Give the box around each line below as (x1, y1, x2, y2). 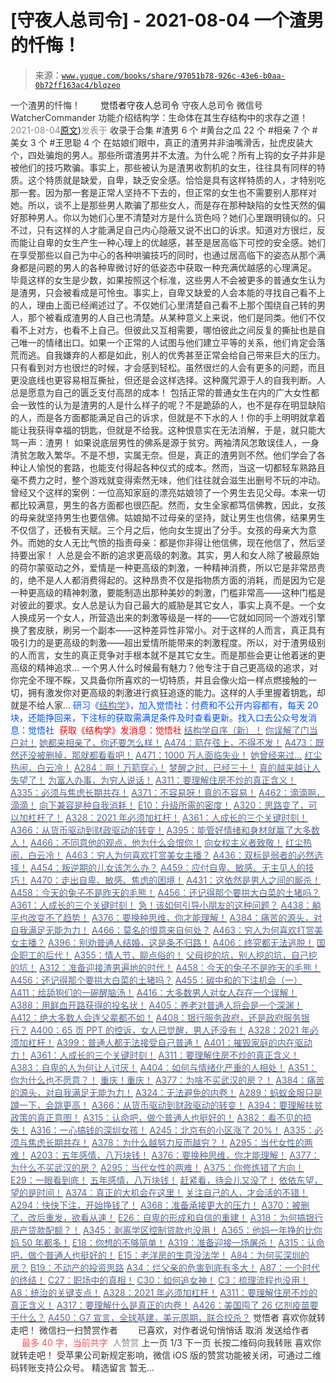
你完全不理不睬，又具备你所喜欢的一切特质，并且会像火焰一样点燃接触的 (10, 674, 308, 686)
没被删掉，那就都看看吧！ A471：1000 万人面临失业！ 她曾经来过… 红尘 (27, 749, 323, 761)
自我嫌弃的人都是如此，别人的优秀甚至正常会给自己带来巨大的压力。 (44, 349, 326, 361)
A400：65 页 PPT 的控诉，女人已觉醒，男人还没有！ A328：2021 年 (29, 1024, 311, 1036)
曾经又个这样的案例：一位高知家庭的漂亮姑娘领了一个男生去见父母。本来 (10, 486, 308, 498)
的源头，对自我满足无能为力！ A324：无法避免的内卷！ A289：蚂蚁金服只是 (10, 1086, 323, 1098)
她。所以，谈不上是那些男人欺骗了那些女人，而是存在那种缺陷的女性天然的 (10, 199, 317, 211)
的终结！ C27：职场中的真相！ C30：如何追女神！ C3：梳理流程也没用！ (10, 1274, 310, 1286)
